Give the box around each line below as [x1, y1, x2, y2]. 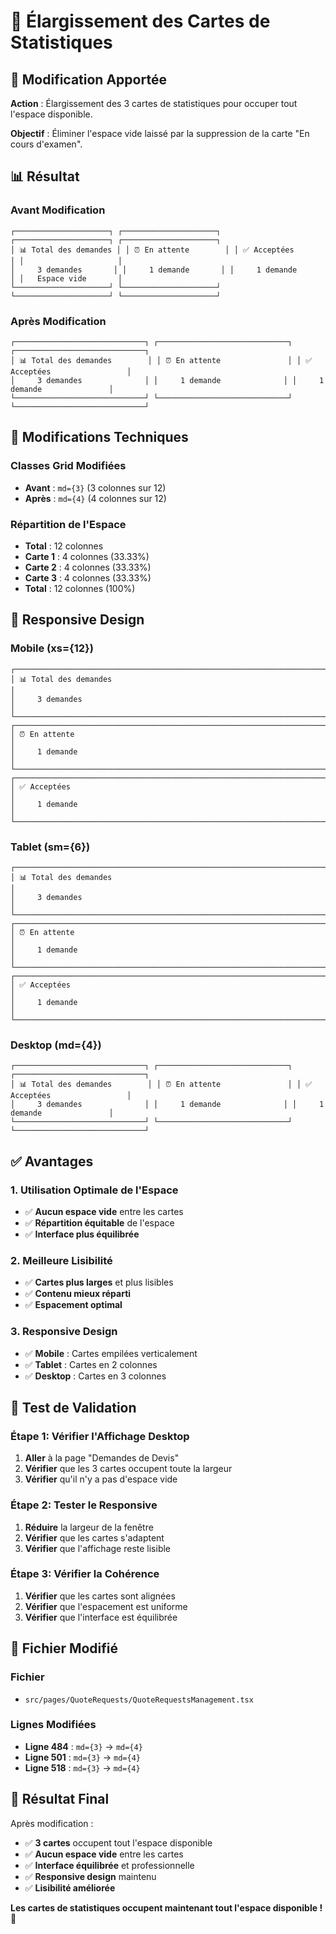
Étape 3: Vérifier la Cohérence [10, 1567, 160, 1581]
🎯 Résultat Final [10, 1791, 110, 1808]
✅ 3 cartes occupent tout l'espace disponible [24, 1836, 213, 1849]
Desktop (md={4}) [10, 1038, 102, 1052]
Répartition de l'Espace [10, 517, 127, 531]
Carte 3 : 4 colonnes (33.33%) [24, 571, 152, 584]
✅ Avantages [10, 1153, 94, 1170]
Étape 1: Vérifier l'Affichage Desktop [10, 1429, 190, 1443]
